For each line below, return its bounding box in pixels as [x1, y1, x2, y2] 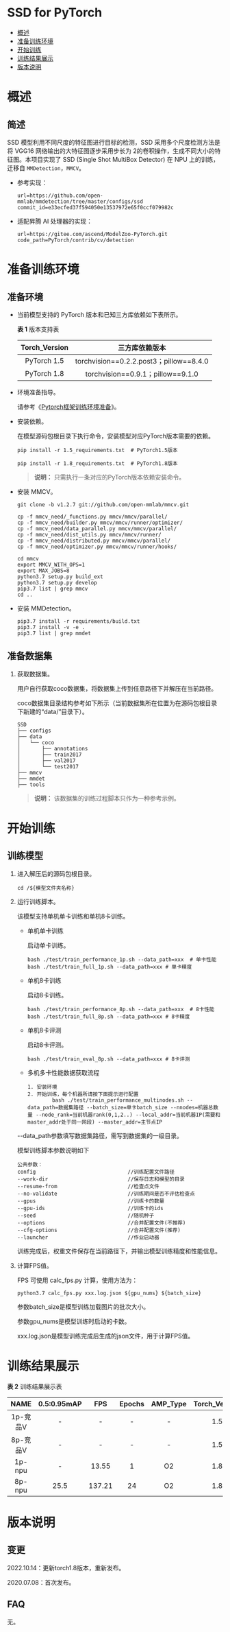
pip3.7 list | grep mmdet [16, 630, 91, 637]
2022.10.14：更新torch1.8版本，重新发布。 [7, 1563, 125, 1572]
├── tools [16, 781, 46, 788]
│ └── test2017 [16, 763, 79, 770]
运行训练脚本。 [16, 897, 60, 906]
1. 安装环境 [27, 1083, 57, 1090]
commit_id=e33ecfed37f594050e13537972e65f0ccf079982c [16, 204, 174, 211]
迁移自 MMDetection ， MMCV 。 [7, 163, 86, 172]
